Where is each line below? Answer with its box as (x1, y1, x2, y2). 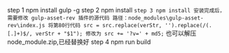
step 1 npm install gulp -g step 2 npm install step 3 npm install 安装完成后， (7, 6, 225, 14)
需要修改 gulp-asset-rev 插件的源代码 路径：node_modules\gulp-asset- (7, 15, 204, 22)
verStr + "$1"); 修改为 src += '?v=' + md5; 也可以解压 (35, 29, 197, 37)
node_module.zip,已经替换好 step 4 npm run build (7, 38, 151, 46)
